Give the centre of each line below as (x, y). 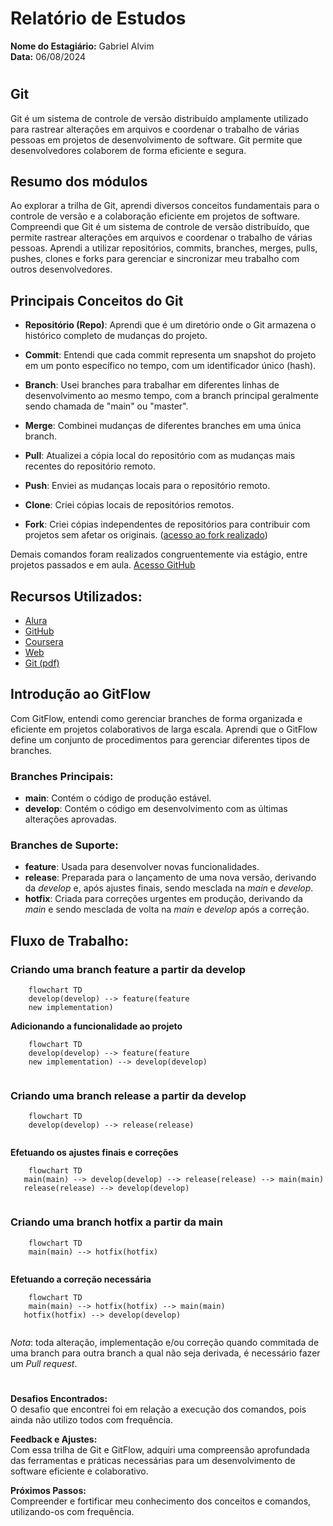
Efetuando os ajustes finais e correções (94, 1153)
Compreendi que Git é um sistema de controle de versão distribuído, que (160, 227)
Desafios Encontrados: (59, 1398)
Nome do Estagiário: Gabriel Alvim (82, 46)
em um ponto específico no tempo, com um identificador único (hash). (170, 366)
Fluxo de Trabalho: (69, 940)
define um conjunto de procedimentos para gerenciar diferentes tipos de (160, 739)
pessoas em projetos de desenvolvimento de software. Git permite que (156, 139)
